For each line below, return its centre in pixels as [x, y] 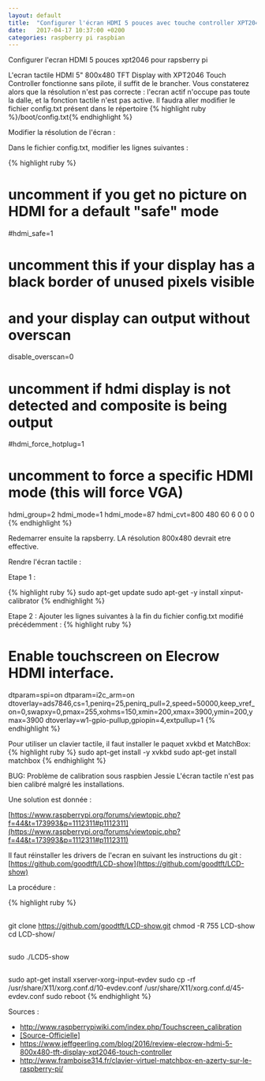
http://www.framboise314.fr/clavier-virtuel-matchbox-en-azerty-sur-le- [136, 1060]
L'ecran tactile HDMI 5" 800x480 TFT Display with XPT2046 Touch [117, 75]
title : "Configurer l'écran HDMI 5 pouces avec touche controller [121, 23]
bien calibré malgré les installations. [66, 784]
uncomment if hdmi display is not [119, 389]
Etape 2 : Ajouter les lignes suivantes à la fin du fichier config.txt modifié [126, 616]
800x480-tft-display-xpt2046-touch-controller [95, 1052]
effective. [24, 547]
